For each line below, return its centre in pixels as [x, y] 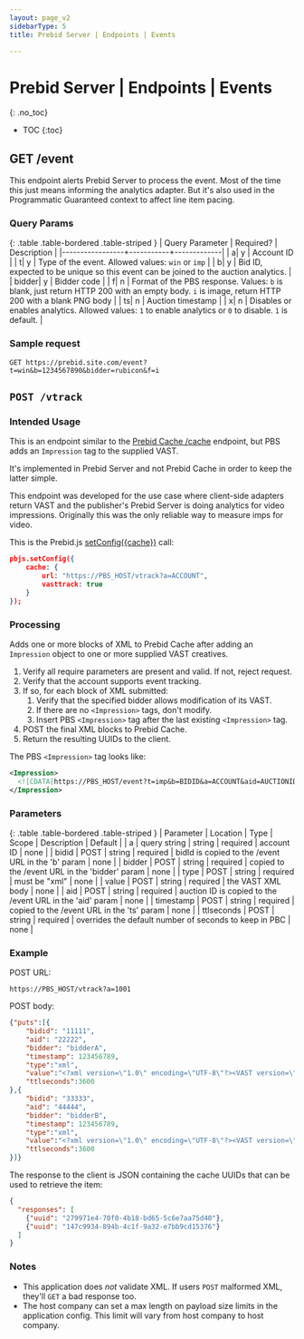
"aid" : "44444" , [57, 1107]
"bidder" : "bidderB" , [66, 1115]
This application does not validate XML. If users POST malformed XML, [152, 1286]
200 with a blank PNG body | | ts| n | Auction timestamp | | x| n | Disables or [151, 301]
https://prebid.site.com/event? [86, 362]
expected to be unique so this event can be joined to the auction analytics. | [151, 272]
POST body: [32, 1006]
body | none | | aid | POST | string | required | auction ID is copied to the [143, 891]
